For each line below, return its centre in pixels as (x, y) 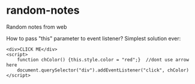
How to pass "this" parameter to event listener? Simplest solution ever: (94, 38)
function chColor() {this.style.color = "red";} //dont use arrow (103, 60)
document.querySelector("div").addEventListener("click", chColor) (103, 70)
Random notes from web (37, 27)
